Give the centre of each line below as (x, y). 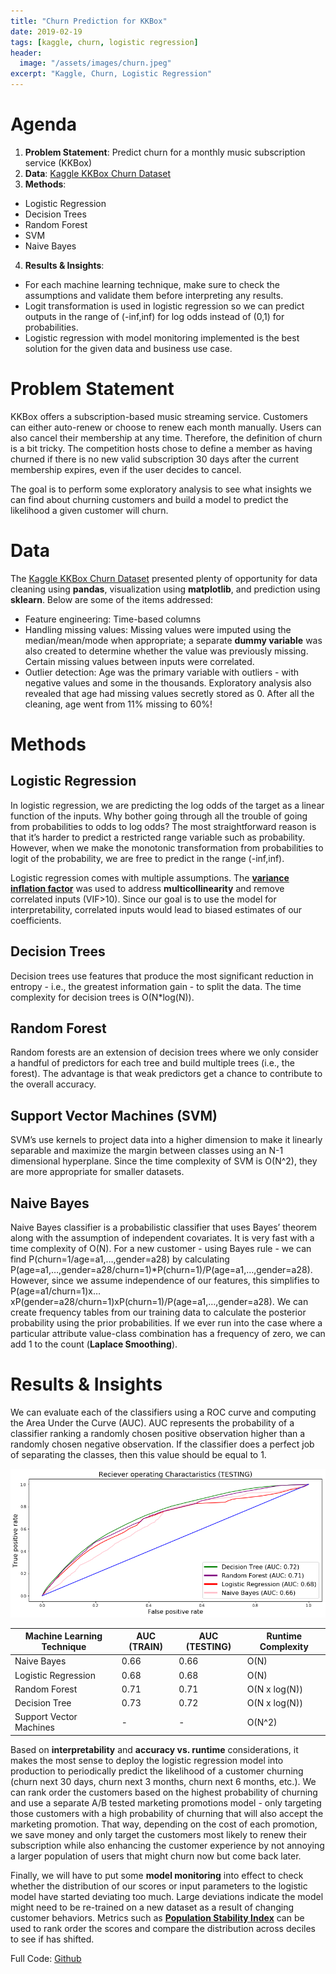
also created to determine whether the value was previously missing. (166, 651)
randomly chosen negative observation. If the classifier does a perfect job (162, 1444)
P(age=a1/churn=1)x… (56, 1291)
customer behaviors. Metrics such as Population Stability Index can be (157, 1917)
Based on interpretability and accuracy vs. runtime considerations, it (154, 1749)
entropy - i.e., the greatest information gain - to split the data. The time (156, 986)
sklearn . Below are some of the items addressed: (112, 599)
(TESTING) (208, 1647)
